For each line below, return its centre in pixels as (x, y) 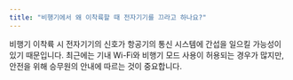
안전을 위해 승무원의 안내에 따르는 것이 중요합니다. (96, 66)
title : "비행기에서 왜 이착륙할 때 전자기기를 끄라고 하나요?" (108, 17)
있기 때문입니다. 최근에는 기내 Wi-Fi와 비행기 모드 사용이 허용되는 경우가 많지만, (146, 55)
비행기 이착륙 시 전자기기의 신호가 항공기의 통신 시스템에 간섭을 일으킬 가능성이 (146, 44)
